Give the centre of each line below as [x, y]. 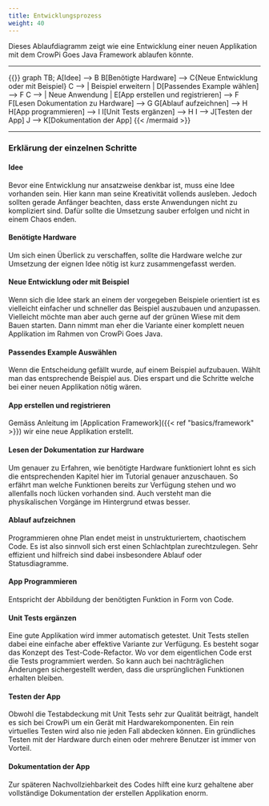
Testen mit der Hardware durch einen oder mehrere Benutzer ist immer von [132, 740]
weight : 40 [26, 23]
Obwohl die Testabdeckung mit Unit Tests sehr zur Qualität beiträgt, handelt [133, 714]
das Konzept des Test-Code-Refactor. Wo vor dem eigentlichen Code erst [130, 652]
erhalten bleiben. [36, 678]
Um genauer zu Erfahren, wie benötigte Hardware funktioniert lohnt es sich [132, 467]
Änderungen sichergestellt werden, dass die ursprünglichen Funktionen [126, 670]
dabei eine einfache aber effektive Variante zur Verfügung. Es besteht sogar [134, 644]
